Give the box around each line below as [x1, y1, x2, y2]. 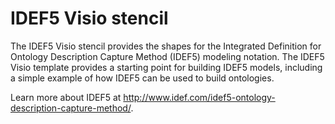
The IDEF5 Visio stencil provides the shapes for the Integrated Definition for [10, 40, 322, 52]
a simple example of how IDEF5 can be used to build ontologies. [10, 72, 275, 84]
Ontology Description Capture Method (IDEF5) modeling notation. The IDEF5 [10, 50, 325, 62]
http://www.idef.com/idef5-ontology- [123, 91, 276, 103]
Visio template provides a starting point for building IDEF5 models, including [10, 61, 323, 73]
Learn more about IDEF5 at [10, 91, 122, 103]
